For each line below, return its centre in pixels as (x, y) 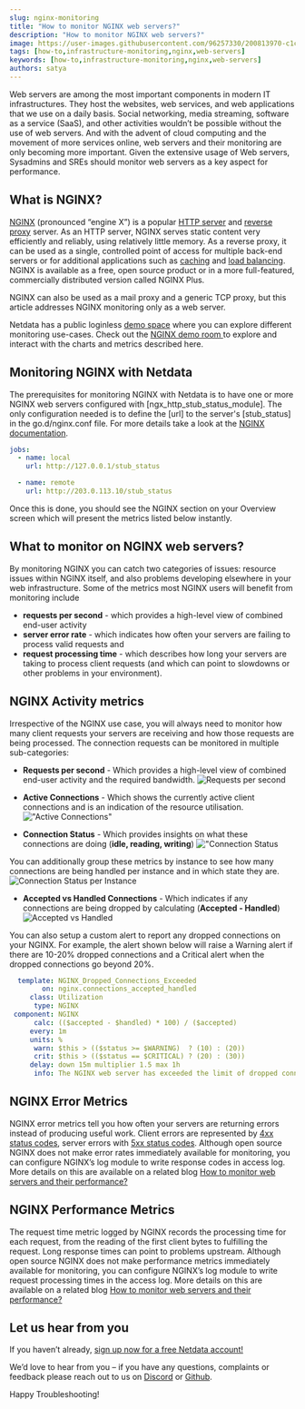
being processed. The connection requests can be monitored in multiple (144, 743)
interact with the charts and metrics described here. (107, 344)
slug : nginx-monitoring (54, 18)
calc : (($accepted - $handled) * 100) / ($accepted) (135, 1022)
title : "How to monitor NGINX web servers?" (95, 26)
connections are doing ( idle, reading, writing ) (108, 843)
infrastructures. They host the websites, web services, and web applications (152, 103)
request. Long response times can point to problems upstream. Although (145, 1251)
